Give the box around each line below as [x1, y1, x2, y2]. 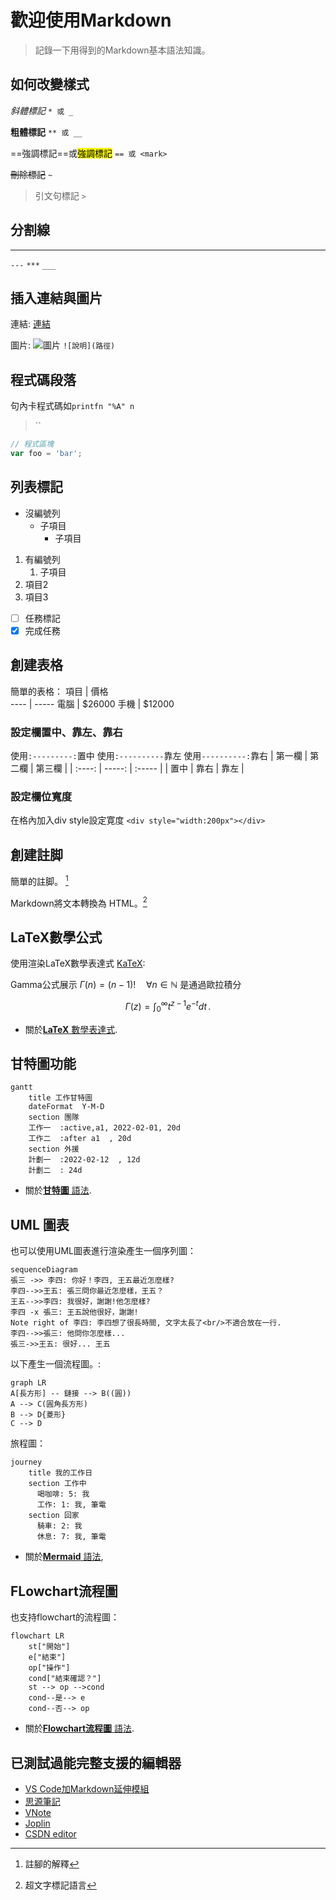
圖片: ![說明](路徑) [10, 339, 116, 351]
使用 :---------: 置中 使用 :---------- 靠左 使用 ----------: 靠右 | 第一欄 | [10, 749, 308, 761]
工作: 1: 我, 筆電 [36, 1500, 107, 1510]
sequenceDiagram [10, 1265, 78, 1275]
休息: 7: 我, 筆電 [36, 1532, 107, 1542]
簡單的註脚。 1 [10, 874, 69, 887]
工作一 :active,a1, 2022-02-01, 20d [28, 1123, 181, 1133]
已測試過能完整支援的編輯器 [10, 1754, 182, 1771]
